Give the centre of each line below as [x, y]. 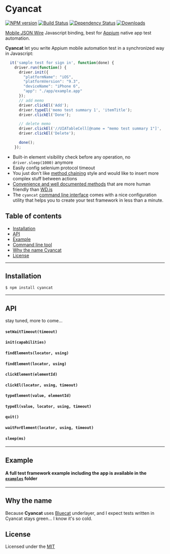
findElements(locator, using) [37, 353]
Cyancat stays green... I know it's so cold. [49, 518]
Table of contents [33, 216]
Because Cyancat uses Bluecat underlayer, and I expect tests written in [80, 513]
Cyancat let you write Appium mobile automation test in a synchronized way [85, 48]
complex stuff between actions [45, 178]
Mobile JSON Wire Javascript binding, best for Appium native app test [78, 33]
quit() [12, 417]
